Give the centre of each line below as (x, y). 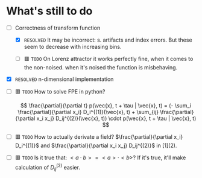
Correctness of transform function (58, 28)
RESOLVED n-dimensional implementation (64, 79)
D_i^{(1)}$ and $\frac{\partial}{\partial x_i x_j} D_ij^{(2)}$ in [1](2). (96, 145)
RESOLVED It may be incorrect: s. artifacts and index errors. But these (108, 40)
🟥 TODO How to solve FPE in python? (60, 92)
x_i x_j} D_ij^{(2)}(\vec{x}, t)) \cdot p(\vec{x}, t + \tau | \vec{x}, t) (116, 118)
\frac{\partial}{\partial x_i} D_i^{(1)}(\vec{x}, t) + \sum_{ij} (88, 112)
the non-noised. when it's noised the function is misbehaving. (101, 68)
